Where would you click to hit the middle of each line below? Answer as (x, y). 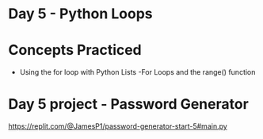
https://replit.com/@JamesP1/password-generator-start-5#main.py (118, 126)
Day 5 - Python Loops (80, 14)
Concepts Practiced (75, 50)
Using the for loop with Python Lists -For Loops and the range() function (137, 72)
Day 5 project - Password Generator (129, 104)
